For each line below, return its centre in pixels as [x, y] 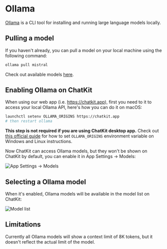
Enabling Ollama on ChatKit [49, 90]
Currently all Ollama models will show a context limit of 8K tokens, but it [79, 236]
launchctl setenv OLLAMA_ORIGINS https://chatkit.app [62, 116]
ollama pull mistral [27, 65]
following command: [26, 55]
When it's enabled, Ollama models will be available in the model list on [77, 194]
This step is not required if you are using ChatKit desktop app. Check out [82, 131]
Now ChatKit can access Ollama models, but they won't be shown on [76, 151]
